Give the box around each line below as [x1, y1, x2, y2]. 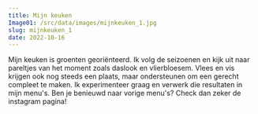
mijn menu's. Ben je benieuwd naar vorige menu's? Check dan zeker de [8, 88, 241, 98]
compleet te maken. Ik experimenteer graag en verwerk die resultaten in [8, 80, 243, 90]
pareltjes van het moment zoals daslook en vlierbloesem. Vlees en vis [8, 64, 235, 73]
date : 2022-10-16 [8, 33, 65, 42]
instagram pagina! [8, 97, 67, 106]
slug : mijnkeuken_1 [8, 26, 73, 34]
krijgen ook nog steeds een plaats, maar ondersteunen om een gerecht [8, 72, 239, 81]
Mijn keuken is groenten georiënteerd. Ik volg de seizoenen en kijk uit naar [8, 55, 250, 64]
